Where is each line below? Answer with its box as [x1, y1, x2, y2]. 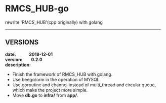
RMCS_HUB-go [5, 3, 69, 14]
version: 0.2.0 [5, 56, 43, 62]
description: [5, 62, 31, 68]
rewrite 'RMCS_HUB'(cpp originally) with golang [5, 19, 103, 25]
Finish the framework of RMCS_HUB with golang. [12, 71, 113, 77]
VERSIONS [5, 38, 39, 47]
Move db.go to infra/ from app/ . [12, 92, 78, 98]
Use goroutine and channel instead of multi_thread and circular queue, [12, 82, 156, 88]
